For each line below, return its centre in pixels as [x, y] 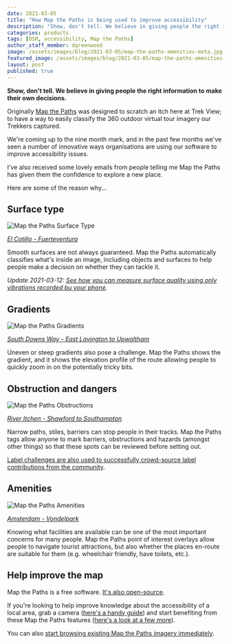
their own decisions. [37, 98]
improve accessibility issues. [48, 154]
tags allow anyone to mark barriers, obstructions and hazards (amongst [108, 439]
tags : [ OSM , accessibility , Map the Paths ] [70, 39]
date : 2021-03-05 [32, 13]
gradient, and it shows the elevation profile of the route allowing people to [112, 360]
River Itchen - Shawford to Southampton [65, 418]
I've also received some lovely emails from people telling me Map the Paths [114, 167]
